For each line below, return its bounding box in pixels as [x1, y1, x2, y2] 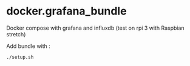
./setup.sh [6, 54, 34, 60]
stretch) [6, 30, 26, 38]
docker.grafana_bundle [6, 4, 127, 18]
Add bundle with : [6, 42, 50, 50]
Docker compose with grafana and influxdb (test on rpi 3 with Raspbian [6, 24, 185, 31]
